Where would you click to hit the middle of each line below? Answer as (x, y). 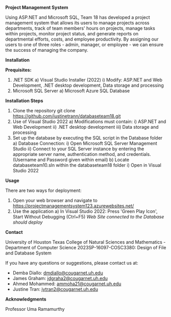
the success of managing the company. (47, 50)
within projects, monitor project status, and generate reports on (72, 34)
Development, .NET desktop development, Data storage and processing (88, 85)
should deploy (28, 222)
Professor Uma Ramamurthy (35, 309)
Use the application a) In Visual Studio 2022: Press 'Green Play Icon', (85, 211)
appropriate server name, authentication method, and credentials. (82, 154)
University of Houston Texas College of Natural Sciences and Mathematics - (86, 242)
